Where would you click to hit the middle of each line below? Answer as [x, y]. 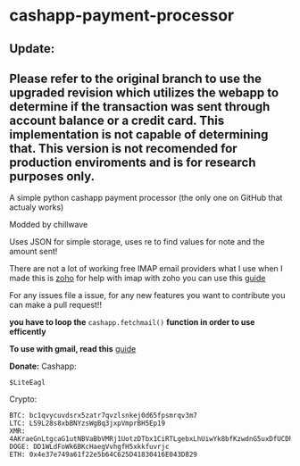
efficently [28, 332]
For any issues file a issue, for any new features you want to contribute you [147, 295]
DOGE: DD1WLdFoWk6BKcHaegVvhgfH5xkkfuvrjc [89, 447]
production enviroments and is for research [133, 162]
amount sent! [33, 252]
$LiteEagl [28, 383]
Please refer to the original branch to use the [135, 78]
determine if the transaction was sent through [140, 107]
